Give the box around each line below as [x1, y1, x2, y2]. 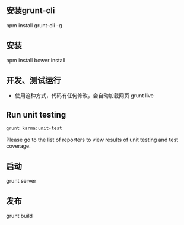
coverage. [6, 142, 31, 150]
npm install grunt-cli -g [6, 21, 62, 28]
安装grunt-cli [6, 5, 55, 16]
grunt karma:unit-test [6, 125, 62, 132]
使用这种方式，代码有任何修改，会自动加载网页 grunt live [14, 92, 154, 99]
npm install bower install [6, 56, 65, 64]
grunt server [6, 177, 37, 184]
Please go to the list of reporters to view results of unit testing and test [6, 136, 179, 144]
